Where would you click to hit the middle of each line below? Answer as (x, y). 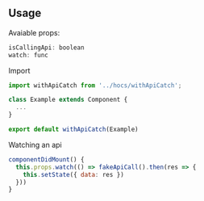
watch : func (28, 55)
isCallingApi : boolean (46, 48)
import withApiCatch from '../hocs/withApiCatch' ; (95, 85)
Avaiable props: (34, 32)
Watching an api (35, 144)
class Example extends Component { (68, 100)
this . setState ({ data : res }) (74, 174)
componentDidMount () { (46, 159)
